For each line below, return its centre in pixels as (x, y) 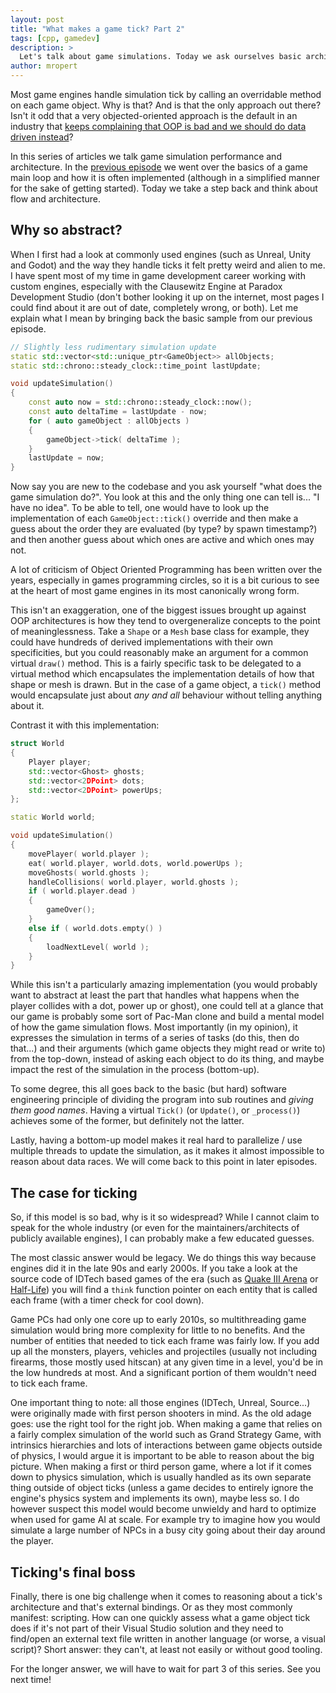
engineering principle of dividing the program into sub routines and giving (162, 1100)
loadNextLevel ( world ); (98, 947)
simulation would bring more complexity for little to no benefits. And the (158, 1330)
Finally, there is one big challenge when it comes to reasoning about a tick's (166, 1596)
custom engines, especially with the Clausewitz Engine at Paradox (146, 286)
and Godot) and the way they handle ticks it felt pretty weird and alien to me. (168, 265)
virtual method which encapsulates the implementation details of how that (162, 674)
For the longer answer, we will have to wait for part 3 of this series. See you (166, 1668)
